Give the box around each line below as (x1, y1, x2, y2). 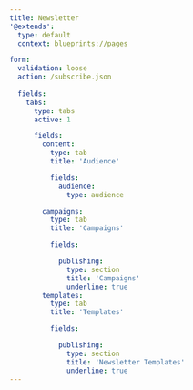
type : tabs (33, 106, 76, 115)
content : (42, 140, 76, 149)
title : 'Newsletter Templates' (66, 357, 185, 366)
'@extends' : (9, 22, 55, 31)
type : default (17, 30, 71, 39)
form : (9, 56, 30, 65)
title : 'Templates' (49, 308, 125, 317)
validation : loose (17, 64, 88, 73)
